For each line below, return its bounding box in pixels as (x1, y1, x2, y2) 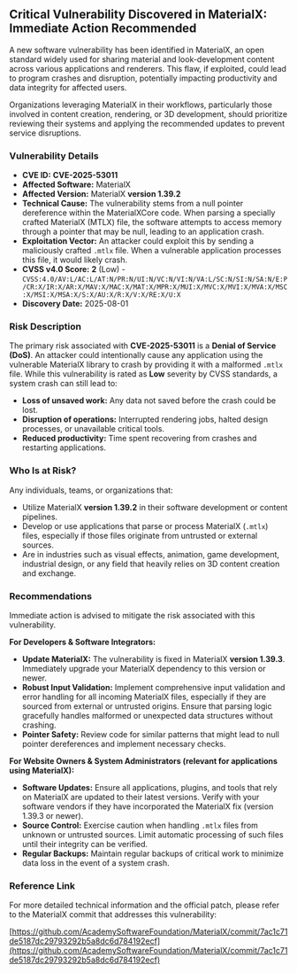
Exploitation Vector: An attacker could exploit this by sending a (21, 236, 255, 246)
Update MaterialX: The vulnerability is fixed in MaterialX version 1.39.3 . (21, 654, 286, 664)
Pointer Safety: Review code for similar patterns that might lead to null (21, 729, 280, 739)
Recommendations (9, 589, 93, 602)
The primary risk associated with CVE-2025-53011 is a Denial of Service (9, 340, 277, 351)
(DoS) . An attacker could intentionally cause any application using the (9, 350, 263, 361)
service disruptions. (9, 128, 81, 138)
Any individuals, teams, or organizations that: (9, 485, 174, 495)
